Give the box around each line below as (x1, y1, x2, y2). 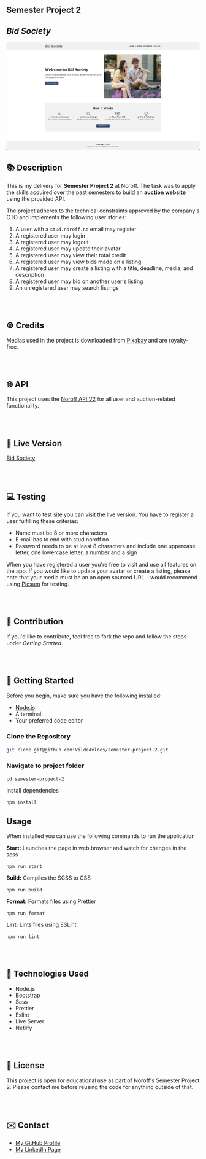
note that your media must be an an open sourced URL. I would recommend (6, 574, 198, 581)
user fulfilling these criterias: (6, 517, 78, 525)
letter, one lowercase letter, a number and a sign (15, 549, 137, 556)
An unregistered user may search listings (15, 284, 120, 291)
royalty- (168, 336, 189, 344)
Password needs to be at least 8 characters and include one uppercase (15, 543, 196, 550)
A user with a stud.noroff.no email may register (15, 225, 137, 233)
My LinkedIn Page (15, 1146, 61, 1153)
